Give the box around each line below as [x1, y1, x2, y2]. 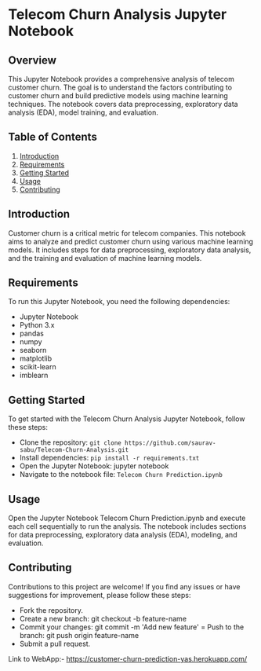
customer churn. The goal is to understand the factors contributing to [8, 82, 233, 92]
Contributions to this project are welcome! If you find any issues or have [8, 581, 241, 591]
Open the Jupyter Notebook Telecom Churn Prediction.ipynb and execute [8, 513, 246, 523]
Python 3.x [19, 321, 55, 330]
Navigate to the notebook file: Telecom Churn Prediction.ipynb [19, 470, 223, 479]
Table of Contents [8, 130, 98, 144]
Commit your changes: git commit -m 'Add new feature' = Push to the [19, 622, 245, 632]
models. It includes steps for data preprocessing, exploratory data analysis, [8, 245, 252, 255]
